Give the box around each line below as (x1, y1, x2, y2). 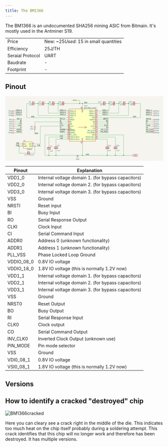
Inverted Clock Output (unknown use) (38, 335, 116, 342)
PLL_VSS (7, 252, 26, 258)
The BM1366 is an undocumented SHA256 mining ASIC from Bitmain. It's (5, 23, 156, 29)
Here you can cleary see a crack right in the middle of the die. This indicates (5, 420, 163, 426)
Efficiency (7, 45, 29, 51)
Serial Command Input (38, 231, 84, 237)
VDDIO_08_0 (7, 259, 34, 265)
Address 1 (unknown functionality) (38, 245, 110, 251)
